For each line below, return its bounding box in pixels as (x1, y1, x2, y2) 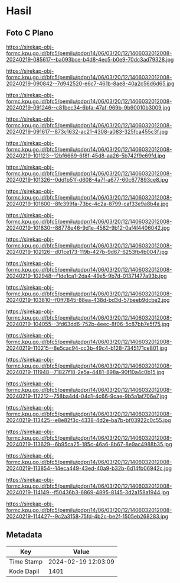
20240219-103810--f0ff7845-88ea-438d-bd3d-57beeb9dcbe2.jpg (6, 297, 170, 303)
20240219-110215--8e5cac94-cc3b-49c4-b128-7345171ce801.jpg (6, 344, 168, 352)
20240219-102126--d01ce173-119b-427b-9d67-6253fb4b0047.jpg (6, 249, 168, 255)
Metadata (6, 530, 42, 540)
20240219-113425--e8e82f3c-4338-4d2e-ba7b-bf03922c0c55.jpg (6, 417, 171, 424)
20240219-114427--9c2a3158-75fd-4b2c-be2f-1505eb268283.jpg (6, 513, 169, 520)
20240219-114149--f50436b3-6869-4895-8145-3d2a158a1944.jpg (6, 489, 169, 495)
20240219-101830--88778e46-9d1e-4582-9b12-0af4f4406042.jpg (6, 224, 170, 231)
